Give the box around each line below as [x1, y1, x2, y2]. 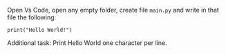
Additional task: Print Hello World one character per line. [7, 39, 167, 47]
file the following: [7, 13, 57, 21]
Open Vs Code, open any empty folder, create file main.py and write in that [7, 6, 219, 14]
